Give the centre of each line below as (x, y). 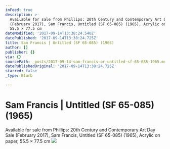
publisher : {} (20, 52)
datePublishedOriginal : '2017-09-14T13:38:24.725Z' (61, 66)
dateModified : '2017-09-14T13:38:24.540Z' (51, 33)
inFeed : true (19, 10)
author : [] (17, 47)
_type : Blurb (19, 76)
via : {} (13, 57)
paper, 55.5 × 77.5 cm (28, 141)
